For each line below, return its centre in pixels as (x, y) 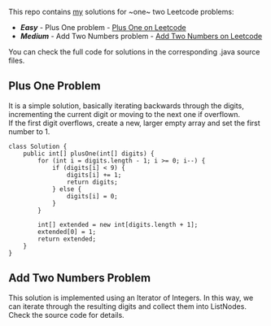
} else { (67, 189)
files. (17, 61)
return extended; (67, 239)
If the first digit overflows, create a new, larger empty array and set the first (134, 123)
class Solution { (38, 146)
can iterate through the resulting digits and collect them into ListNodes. (127, 306)
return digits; (92, 182)
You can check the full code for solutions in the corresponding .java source (134, 52)
